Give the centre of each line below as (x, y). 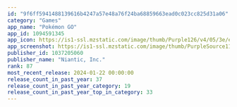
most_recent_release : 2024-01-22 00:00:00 (71, 73)
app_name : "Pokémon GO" (42, 27)
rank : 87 (20, 66)
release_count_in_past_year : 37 (55, 79)
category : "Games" (34, 20)
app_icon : (22, 40)
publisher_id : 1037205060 (45, 53)
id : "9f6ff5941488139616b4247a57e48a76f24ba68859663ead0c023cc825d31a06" (118, 14)
